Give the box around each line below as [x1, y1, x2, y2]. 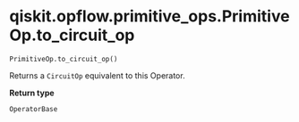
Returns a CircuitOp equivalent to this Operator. [9, 69, 185, 81]
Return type [9, 87, 56, 98]
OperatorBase [9, 104, 58, 113]
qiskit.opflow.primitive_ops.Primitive [9, 6, 290, 27]
